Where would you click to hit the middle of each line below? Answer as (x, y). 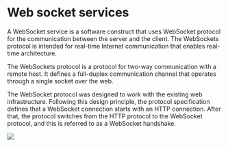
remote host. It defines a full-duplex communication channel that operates (112, 74)
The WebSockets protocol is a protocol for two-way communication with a (112, 66)
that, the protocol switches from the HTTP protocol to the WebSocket (105, 116)
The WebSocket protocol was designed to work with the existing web (105, 94)
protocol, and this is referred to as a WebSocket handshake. (91, 123)
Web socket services (68, 13)
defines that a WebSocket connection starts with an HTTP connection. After (114, 109)
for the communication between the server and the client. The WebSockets (113, 38)
